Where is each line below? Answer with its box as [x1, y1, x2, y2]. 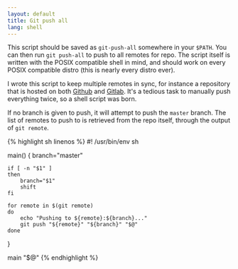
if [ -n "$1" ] [7, 165, 53, 172]
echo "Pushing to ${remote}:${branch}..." [20, 215, 148, 222]
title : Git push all [7, 17, 69, 24]
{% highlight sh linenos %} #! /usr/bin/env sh [7, 137, 139, 146]
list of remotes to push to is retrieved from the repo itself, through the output [7, 116, 231, 125]
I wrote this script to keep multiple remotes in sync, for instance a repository [7, 80, 231, 88]
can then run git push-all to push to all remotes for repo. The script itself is [7, 51, 231, 59]
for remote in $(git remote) [7, 202, 94, 210]
